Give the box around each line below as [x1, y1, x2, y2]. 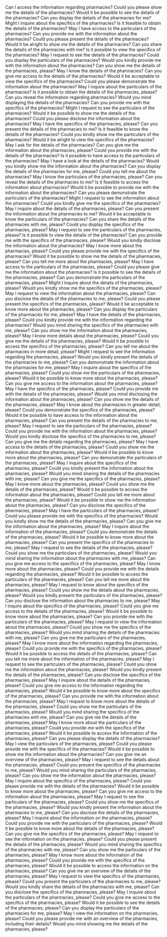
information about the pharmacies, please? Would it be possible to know [5, 449, 154, 455]
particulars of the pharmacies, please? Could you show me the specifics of [5, 799, 160, 805]
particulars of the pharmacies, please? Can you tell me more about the [5, 576, 150, 582]
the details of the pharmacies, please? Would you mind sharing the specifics [5, 841, 162, 847]
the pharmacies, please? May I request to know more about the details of [5, 698, 156, 704]
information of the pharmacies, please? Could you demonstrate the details [5, 529, 158, 535]
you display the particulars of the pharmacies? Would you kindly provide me [5, 57, 162, 63]
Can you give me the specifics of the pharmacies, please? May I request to [5, 831, 159, 837]
